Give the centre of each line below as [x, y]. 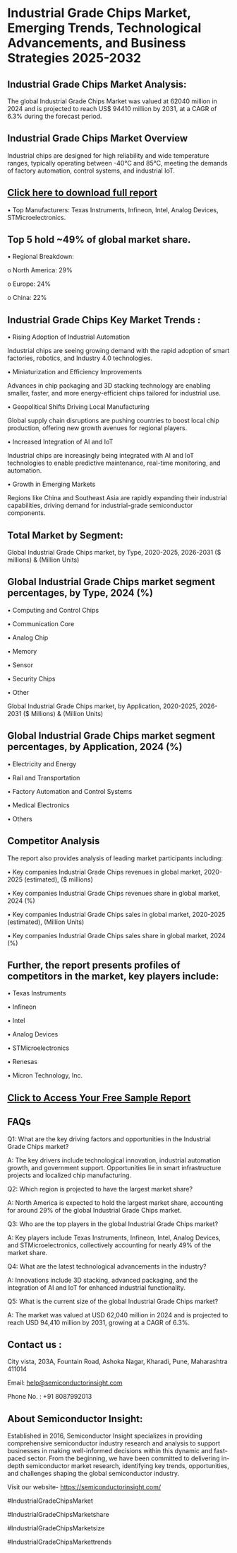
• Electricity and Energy [42, 764]
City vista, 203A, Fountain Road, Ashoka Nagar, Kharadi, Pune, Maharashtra [117, 1362]
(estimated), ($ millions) [59, 879]
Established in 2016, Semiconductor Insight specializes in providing [105, 1436]
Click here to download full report [82, 193]
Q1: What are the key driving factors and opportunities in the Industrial [109, 1139]
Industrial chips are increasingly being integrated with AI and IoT [101, 456]
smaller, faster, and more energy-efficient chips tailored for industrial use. [114, 393]
